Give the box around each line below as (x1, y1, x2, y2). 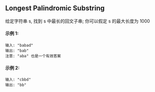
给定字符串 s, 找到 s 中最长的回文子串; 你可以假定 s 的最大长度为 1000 (5, 18, 150, 24)
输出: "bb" (5, 82, 27, 87)
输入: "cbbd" (5, 77, 31, 82)
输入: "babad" (5, 43, 34, 48)
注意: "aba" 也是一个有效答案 (5, 54, 62, 59)
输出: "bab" (5, 48, 29, 53)
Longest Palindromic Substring (5, 4, 105, 13)
